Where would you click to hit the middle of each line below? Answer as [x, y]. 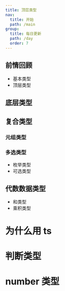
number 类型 [32, 281]
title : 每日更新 [26, 34]
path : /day [21, 39]
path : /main [23, 24]
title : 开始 [22, 19]
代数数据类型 [26, 188]
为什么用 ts [29, 231]
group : [12, 29]
